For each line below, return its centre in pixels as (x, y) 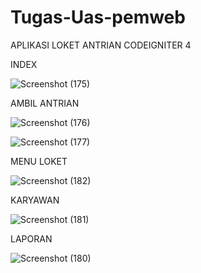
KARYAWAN (35, 200)
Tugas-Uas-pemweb (98, 17)
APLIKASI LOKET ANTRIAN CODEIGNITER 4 (101, 45)
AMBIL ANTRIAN (45, 103)
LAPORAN (31, 238)
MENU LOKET (39, 161)
